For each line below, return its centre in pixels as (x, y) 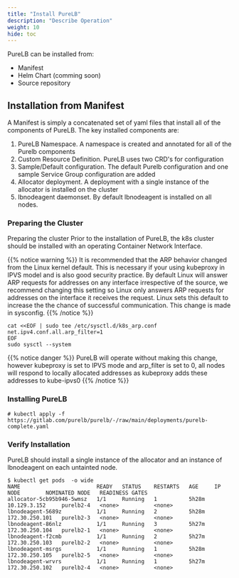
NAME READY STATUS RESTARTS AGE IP (114, 486)
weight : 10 (23, 27)
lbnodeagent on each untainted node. (63, 467)
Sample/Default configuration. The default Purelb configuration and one (123, 167)
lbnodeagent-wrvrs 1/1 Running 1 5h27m (106, 561)
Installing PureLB (37, 399)
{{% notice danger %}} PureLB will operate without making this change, (113, 358)
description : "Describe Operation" (60, 21)
